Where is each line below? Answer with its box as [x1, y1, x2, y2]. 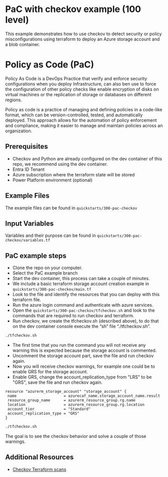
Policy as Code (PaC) [5, 59, 94, 71]
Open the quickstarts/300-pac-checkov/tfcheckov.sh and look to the [12, 307, 155, 314]
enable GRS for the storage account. [12, 369, 88, 374]
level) [5, 14, 29, 26]
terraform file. [12, 297, 42, 303]
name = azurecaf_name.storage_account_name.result [7, 393, 160, 398]
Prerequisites [5, 142, 48, 151]
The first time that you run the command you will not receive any [12, 342, 146, 348]
